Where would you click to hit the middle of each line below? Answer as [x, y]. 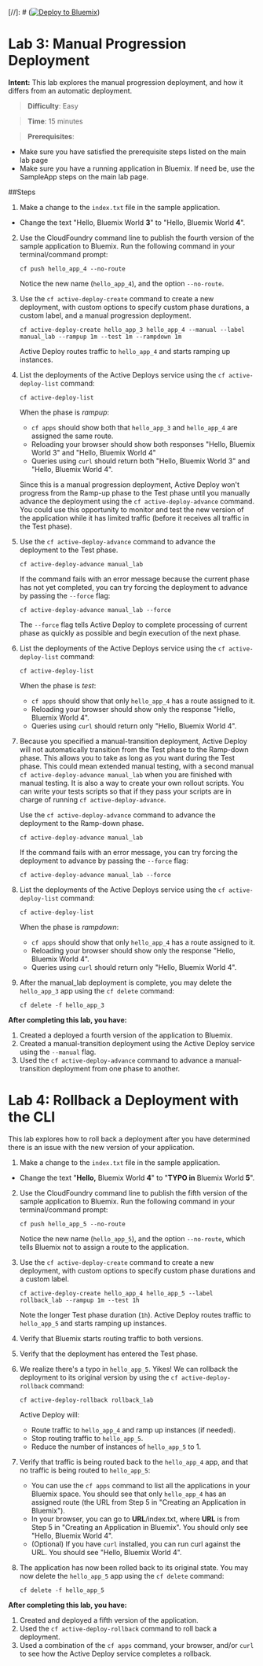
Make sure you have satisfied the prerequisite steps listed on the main [133, 151]
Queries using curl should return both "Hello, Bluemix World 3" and [141, 461]
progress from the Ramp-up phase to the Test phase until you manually [135, 492]
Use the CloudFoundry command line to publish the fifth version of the [133, 1192]
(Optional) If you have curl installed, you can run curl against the [136, 1544]
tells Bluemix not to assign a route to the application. [104, 1247]
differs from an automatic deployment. [70, 90]
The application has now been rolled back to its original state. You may [134, 1567]
